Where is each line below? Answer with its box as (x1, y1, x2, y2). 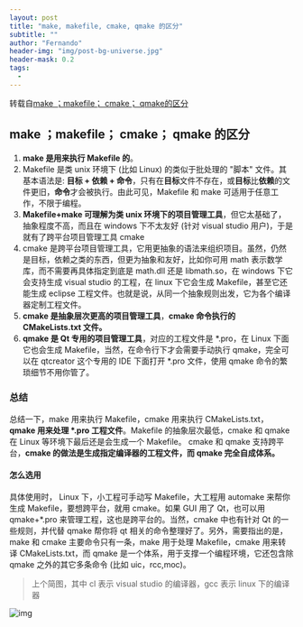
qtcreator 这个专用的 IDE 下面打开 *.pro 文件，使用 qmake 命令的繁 (40, 355, 289, 366)
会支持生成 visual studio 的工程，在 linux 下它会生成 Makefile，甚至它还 (22, 276, 289, 287)
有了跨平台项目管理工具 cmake (30, 231, 145, 242)
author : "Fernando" (9, 38, 83, 48)
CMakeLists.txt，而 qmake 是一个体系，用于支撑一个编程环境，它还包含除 (19, 548, 294, 559)
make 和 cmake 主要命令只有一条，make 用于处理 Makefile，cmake (9, 537, 261, 548)
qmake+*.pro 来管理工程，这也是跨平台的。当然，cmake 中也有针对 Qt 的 (9, 514, 281, 525)
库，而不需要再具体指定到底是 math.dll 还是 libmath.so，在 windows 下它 (22, 265, 293, 276)
